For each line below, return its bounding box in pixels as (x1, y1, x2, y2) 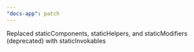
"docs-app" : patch (6, 10, 60, 17)
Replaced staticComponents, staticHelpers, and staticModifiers (6, 29, 188, 37)
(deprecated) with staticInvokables (6, 36, 106, 45)
